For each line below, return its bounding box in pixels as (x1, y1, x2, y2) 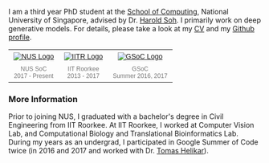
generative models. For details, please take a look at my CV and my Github (8, 24, 255, 33)
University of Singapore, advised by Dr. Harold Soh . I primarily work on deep (8, 15, 261, 25)
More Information (8, 93, 78, 104)
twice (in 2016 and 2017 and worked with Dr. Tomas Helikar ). (8, 146, 209, 156)
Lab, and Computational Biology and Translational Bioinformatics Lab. (8, 128, 238, 139)
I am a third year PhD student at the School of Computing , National (8, 7, 229, 16)
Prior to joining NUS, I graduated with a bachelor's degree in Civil (8, 112, 224, 121)
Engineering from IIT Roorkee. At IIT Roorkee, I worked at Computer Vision (8, 120, 255, 130)
